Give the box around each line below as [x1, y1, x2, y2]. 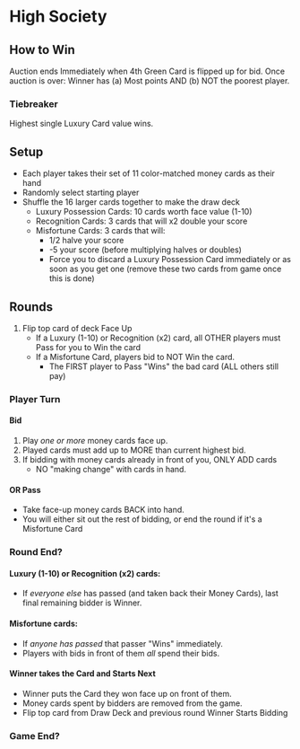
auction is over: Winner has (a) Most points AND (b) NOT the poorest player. [9, 75, 290, 86]
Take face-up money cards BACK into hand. [21, 505, 185, 515]
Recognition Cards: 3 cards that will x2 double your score [35, 216, 248, 226]
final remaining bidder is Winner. [21, 597, 142, 608]
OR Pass [9, 484, 41, 495]
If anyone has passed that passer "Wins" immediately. [21, 638, 224, 648]
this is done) [48, 273, 96, 284]
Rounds [9, 299, 54, 314]
